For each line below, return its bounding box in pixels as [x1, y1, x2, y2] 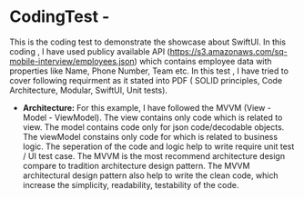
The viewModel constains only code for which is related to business [22, 131, 279, 142]
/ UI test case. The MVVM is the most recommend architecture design [22, 150, 285, 161]
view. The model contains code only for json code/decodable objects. [22, 121, 285, 133]
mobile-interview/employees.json [9, 55, 135, 66]
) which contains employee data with [134, 55, 272, 66]
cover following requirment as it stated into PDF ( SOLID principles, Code [9, 75, 283, 85]
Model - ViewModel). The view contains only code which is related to [22, 112, 283, 123]
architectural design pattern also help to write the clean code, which [22, 170, 279, 181]
